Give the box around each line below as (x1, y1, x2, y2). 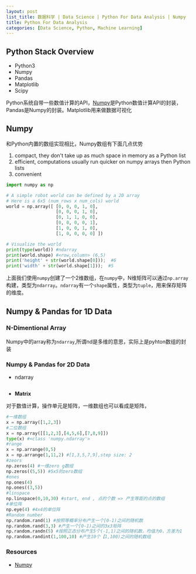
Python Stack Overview (6, 46, 94, 56)
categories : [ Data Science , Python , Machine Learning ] (6, 25, 143, 31)
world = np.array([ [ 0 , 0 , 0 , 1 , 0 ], (6, 203, 98, 209)
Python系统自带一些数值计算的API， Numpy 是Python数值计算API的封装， (6, 99, 182, 106)
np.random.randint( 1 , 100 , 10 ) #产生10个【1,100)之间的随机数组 (6, 534, 151, 540)
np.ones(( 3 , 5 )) (6, 485, 43, 491)
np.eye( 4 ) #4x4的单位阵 (6, 507, 60, 512)
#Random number (6, 512, 43, 518)
